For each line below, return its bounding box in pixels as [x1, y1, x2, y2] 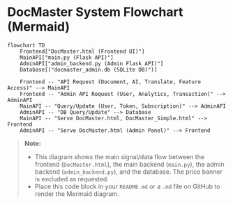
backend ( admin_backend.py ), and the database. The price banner [34, 167, 223, 176]
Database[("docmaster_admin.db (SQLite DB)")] [20, 66, 158, 73]
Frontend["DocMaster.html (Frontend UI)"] [20, 48, 145, 55]
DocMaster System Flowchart [7, 4, 183, 20]
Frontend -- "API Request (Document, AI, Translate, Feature [20, 78, 201, 85]
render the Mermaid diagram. [34, 189, 120, 198]
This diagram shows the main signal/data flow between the [34, 152, 204, 161]
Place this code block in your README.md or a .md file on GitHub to [34, 182, 220, 190]
